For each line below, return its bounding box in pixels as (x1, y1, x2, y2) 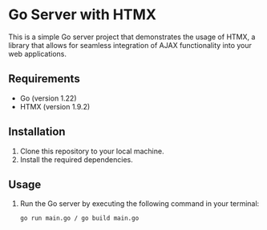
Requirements (8, 72, 80, 85)
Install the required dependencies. (19, 154, 134, 165)
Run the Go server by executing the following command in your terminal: (19, 199, 260, 208)
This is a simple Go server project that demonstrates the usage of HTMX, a (8, 32, 256, 42)
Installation (8, 125, 66, 139)
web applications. (8, 49, 67, 58)
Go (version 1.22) (19, 93, 78, 103)
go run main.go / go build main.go (19, 214, 140, 223)
